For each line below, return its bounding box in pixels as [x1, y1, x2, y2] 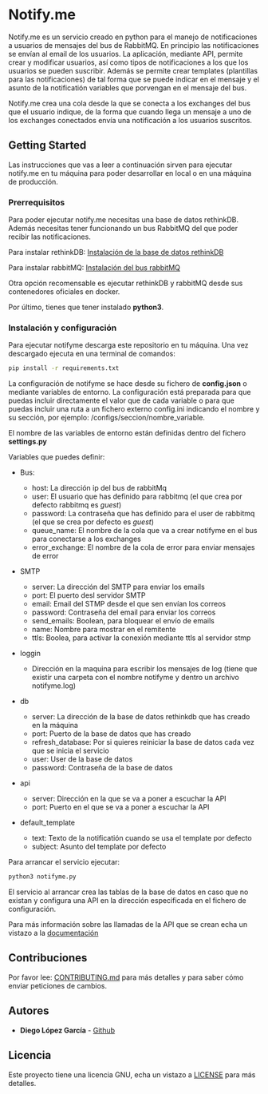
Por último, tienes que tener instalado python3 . [8, 302, 164, 312]
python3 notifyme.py [8, 873, 77, 881]
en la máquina [31, 721, 78, 730]
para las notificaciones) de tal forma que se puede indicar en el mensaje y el [8, 74, 259, 84]
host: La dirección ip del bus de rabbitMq [31, 483, 167, 493]
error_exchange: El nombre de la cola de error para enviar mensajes [31, 543, 255, 552]
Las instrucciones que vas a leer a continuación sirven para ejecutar [8, 160, 233, 169]
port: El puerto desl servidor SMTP [31, 591, 146, 600]
